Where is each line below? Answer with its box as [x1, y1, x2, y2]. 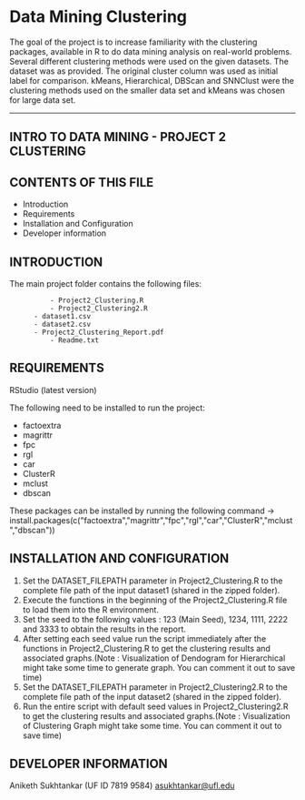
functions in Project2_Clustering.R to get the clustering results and [22, 643, 271, 653]
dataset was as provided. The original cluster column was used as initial [9, 66, 279, 76]
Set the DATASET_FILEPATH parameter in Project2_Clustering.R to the [22, 575, 283, 586]
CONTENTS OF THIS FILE [9, 175, 154, 190]
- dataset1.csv [33, 311, 92, 320]
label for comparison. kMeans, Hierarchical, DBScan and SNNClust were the [9, 75, 295, 86]
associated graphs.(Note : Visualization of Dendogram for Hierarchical [22, 653, 286, 663]
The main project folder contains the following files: [9, 278, 202, 289]
